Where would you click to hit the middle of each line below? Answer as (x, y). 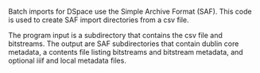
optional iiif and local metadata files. (68, 60)
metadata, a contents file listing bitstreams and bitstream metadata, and (126, 52)
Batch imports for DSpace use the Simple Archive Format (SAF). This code (130, 12)
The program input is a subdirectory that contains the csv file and (115, 35)
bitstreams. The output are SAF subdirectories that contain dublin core (124, 44)
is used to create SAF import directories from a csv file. (99, 20)
